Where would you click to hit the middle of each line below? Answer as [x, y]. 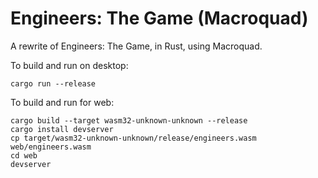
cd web [24, 155]
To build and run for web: [62, 102]
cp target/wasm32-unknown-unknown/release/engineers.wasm [133, 138]
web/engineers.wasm [51, 147]
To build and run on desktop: [69, 65]
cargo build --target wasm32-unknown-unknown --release [129, 120]
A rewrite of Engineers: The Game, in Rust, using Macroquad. [136, 46]
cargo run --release [53, 83]
